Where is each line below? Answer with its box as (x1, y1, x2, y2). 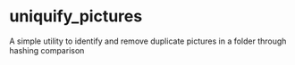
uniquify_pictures (9, 6, 143, 27)
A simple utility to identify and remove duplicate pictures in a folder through (9, 36, 287, 46)
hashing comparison (9, 45, 85, 55)
